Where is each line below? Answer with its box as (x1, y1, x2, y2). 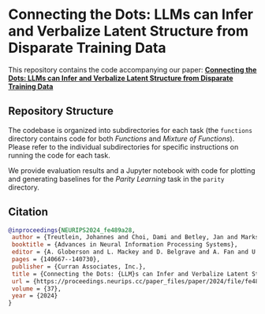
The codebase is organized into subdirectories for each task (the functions (8, 125, 252, 135)
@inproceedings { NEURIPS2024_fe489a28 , (8, 226, 136, 234)
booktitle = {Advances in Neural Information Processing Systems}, (11, 241, 238, 249)
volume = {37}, (11, 285, 62, 293)
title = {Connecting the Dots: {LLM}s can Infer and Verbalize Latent (11, 270, 248, 278)
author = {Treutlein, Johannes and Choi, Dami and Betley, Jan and (11, 234, 238, 242)
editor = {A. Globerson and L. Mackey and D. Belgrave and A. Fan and (11, 248, 248, 257)
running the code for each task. (8, 150, 110, 160)
